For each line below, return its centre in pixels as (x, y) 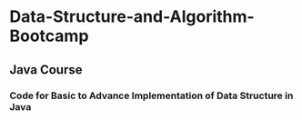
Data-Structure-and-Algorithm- (132, 17)
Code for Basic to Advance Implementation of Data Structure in (151, 95)
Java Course (46, 70)
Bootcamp (49, 36)
